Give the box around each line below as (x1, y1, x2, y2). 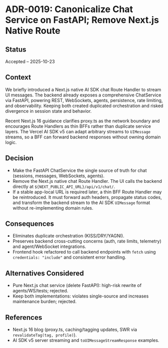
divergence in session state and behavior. (5, 108, 92, 114)
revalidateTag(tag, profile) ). (12, 332, 77, 338)
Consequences (5, 220, 54, 228)
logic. (5, 139, 17, 145)
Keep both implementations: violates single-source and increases (12, 293, 149, 299)
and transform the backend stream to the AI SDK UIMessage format (12, 200, 150, 206)
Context (5, 73, 31, 82)
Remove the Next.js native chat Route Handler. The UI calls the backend (12, 178, 162, 184)
